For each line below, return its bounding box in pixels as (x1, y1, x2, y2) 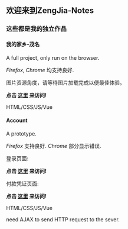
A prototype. (6, 130, 37, 137)
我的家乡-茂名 (6, 40, 40, 47)
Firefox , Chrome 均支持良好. (6, 66, 74, 73)
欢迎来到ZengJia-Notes (6, 5, 94, 16)
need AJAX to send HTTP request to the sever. (6, 215, 120, 223)
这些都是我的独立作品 (6, 25, 67, 33)
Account (6, 117, 28, 124)
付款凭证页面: (6, 180, 40, 187)
